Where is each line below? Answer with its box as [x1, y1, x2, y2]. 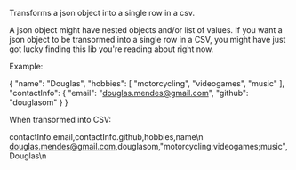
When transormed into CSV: [9, 115, 112, 125]
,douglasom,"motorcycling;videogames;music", [115, 142, 288, 151]
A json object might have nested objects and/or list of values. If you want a [9, 25, 283, 35]
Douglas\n [9, 150, 47, 161]
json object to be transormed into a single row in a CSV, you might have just [9, 35, 286, 45]
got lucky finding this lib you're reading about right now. [9, 44, 214, 54]
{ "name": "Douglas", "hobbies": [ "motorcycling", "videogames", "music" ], [9, 78, 285, 88]
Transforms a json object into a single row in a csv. [9, 8, 196, 18]
